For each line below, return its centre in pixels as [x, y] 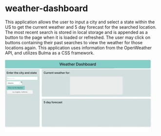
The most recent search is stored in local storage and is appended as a [76, 32]
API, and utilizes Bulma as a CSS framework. [50, 53]
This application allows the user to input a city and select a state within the [80, 22]
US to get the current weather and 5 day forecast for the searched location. [81, 27]
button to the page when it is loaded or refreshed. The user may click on [78, 37]
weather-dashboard [47, 8]
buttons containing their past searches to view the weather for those [74, 42]
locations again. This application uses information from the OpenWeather [79, 48]
